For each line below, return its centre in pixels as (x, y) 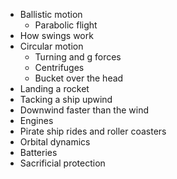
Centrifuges (59, 67)
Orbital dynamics (55, 142)
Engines (36, 120)
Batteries (38, 152)
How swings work (56, 35)
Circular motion (51, 46)
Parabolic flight (66, 25)
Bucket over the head (79, 78)
